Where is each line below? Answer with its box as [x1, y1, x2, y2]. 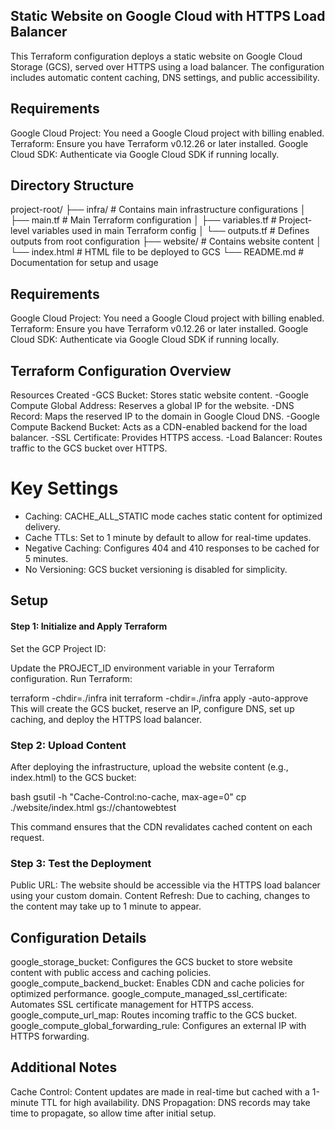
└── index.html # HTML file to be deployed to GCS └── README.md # [10, 246, 305, 258]
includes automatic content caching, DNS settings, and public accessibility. [10, 71, 320, 83]
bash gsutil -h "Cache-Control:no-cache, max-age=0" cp [10, 790, 247, 803]
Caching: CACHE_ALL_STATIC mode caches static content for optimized [24, 510, 323, 522]
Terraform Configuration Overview [10, 362, 232, 379]
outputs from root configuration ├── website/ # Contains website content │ [10, 235, 323, 248]
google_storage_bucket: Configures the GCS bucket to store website [10, 956, 293, 968]
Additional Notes [10, 1059, 118, 1076]
